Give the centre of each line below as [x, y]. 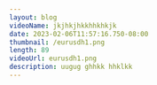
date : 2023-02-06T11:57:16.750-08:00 [79, 34]
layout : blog [33, 17]
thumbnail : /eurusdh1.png [57, 42]
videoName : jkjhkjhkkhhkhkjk [63, 26]
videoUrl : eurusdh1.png [53, 58]
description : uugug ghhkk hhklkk [71, 67]
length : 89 [29, 50]
